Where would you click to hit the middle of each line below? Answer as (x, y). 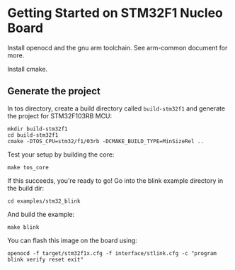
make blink (23, 227)
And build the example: (41, 214)
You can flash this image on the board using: (73, 240)
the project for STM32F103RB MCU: (60, 116)
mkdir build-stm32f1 (38, 129)
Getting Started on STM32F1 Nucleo (115, 13)
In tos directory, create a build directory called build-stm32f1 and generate (116, 108)
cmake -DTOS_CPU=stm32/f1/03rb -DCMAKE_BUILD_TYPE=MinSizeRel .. (105, 141)
